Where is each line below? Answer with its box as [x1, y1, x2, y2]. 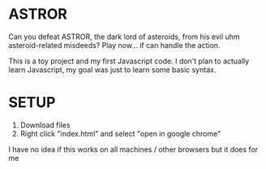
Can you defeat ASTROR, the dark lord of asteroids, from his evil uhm [8, 32, 241, 41]
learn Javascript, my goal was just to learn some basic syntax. [8, 64, 217, 74]
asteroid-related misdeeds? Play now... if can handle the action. [8, 40, 221, 50]
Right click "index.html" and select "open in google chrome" [19, 128, 221, 138]
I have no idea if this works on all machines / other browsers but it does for [8, 144, 259, 154]
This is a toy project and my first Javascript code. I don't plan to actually [8, 56, 250, 66]
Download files [19, 119, 71, 130]
